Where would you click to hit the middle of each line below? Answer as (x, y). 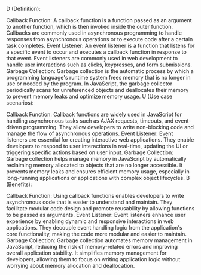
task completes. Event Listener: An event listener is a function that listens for (100, 45)
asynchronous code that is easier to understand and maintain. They (89, 202)
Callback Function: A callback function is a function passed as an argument (99, 20)
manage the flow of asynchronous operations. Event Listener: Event (90, 133)
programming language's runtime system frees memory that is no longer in (98, 77)
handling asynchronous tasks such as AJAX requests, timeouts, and (90, 121)
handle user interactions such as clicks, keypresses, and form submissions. (99, 65)
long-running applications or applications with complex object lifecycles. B (98, 178)
